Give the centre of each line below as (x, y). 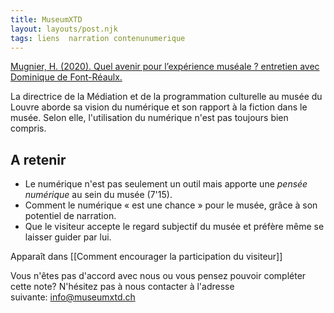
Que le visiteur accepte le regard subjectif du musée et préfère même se (174, 227)
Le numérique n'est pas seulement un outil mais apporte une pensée (166, 184)
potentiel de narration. (70, 216)
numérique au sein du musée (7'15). (98, 195)
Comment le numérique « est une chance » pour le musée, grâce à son (171, 205)
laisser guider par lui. (68, 237)
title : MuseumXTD (46, 19)
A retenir (38, 159)
